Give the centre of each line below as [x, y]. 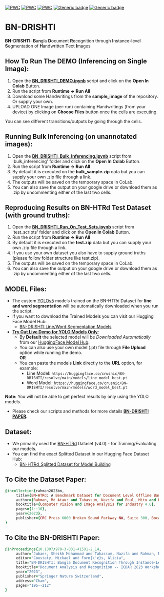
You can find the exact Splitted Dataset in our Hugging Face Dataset [81, 454]
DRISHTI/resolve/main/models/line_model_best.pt [77, 378]
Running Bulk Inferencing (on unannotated [71, 137]
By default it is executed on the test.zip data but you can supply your [82, 243]
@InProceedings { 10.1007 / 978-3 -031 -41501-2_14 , [53, 549]
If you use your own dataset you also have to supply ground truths [79, 253]
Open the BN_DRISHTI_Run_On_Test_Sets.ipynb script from [73, 227]
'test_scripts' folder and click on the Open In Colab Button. [71, 232]
